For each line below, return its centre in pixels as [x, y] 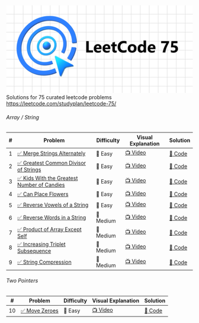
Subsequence [34, 251]
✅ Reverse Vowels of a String [53, 205]
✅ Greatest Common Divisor [52, 163]
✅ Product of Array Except [49, 229]
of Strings [29, 170]
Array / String [23, 117]
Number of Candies [41, 185]
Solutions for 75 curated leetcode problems [59, 97]
